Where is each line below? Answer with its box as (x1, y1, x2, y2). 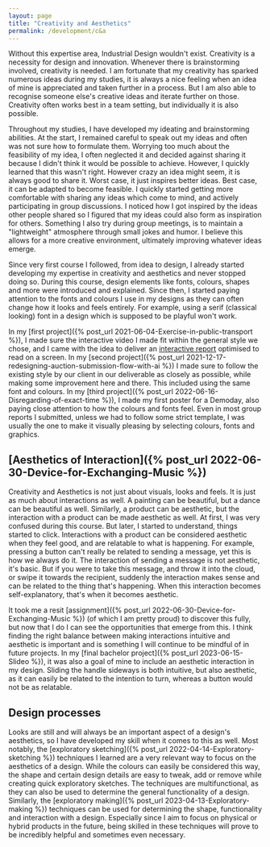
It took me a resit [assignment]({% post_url (8, 605, 151, 615)
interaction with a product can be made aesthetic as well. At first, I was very (8, 513, 260, 522)
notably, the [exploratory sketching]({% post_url (8, 745, 168, 754)
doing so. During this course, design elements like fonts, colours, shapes (8, 277, 250, 287)
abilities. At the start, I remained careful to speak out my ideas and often (8, 133, 247, 143)
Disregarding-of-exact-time (8, 396, 100, 405)
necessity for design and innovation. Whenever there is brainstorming (8, 57, 240, 67)
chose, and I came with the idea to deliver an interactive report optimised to (8, 344, 260, 354)
